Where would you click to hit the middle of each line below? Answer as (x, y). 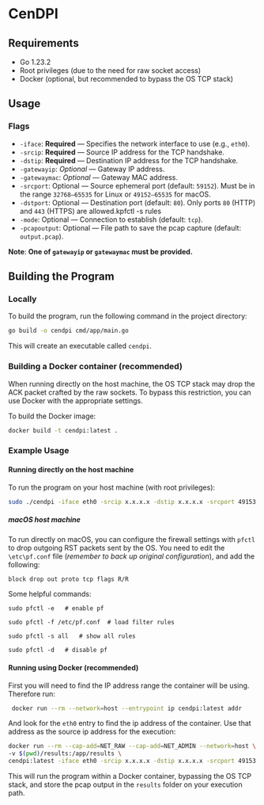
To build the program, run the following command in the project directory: (128, 316)
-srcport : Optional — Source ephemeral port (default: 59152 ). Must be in (137, 185)
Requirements (43, 43)
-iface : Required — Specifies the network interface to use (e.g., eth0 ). (135, 143)
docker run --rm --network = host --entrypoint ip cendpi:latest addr (127, 708)
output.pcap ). (41, 236)
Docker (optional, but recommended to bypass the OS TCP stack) (126, 79)
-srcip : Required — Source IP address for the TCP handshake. (122, 152)
